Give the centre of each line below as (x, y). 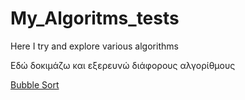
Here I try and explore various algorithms (94, 46)
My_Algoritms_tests (95, 18)
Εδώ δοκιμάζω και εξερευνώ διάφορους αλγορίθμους (123, 65)
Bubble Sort (35, 84)
